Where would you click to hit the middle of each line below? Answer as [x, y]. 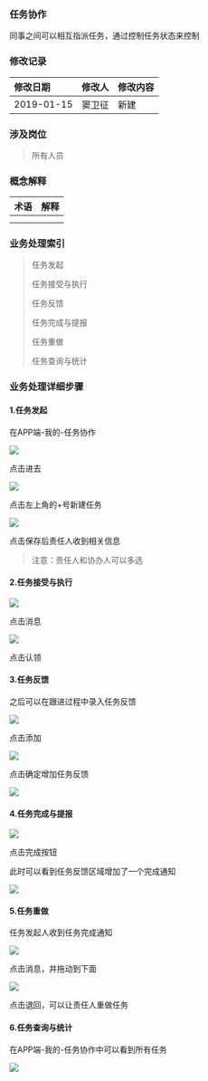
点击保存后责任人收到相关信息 [65, 540]
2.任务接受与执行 [41, 582]
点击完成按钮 [33, 852]
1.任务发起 [28, 410]
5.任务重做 [29, 911]
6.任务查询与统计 [41, 1028]
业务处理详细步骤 [47, 387]
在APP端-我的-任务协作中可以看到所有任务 [88, 1049]
